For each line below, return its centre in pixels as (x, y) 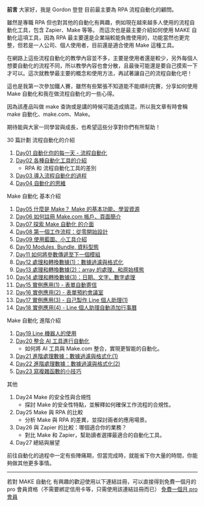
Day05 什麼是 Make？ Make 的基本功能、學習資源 (77, 209)
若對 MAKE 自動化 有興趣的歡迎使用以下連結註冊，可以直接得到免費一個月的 (101, 481)
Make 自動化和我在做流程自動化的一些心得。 (62, 94)
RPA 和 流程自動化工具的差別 (61, 168)
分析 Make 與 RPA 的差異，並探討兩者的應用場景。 (87, 420)
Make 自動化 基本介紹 (34, 196)
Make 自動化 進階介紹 (34, 320)
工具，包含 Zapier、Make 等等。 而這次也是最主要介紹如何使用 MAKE (104, 30)
